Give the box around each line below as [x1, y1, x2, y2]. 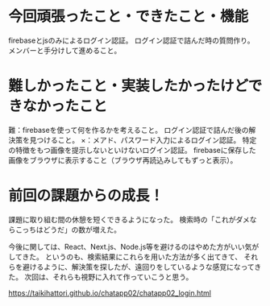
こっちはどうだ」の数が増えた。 [15, 225, 122, 234]
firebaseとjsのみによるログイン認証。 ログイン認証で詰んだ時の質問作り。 [8, 35, 255, 45]
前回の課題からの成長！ [8, 187, 164, 205]
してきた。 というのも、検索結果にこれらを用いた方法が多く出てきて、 [8, 251, 243, 262]
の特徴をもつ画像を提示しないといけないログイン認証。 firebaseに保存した [8, 145, 256, 155]
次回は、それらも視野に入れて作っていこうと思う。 [23, 271, 193, 282]
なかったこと [23, 97, 108, 115]
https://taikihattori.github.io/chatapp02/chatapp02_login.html [8, 287, 212, 298]
